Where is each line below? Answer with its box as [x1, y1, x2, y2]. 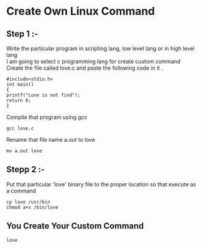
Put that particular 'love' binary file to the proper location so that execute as [6, 180, 197, 188]
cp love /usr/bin [6, 199, 51, 205]
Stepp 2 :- [6, 164, 45, 175]
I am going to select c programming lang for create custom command [6, 58, 181, 65]
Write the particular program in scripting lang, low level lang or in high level [6, 45, 195, 52]
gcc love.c [6, 125, 34, 131]
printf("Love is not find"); [6, 92, 81, 98]
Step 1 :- [6, 29, 38, 39]
